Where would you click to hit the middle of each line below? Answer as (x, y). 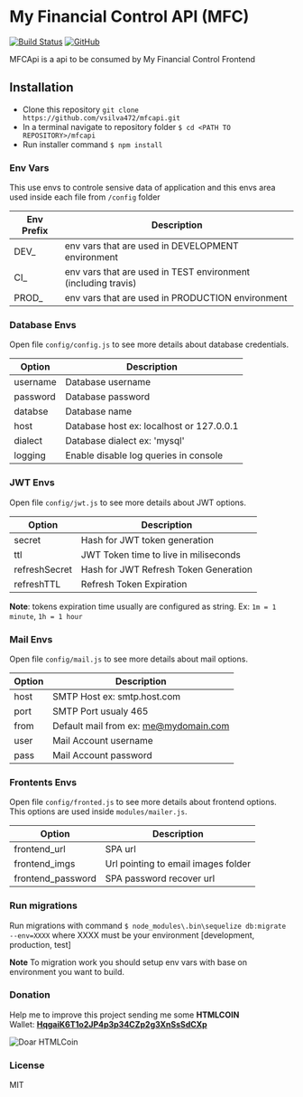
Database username (108, 382)
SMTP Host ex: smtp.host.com (117, 696)
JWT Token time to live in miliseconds (161, 555)
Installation (41, 88)
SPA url (121, 849)
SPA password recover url (160, 878)
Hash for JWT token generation (147, 539)
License (27, 1065)
